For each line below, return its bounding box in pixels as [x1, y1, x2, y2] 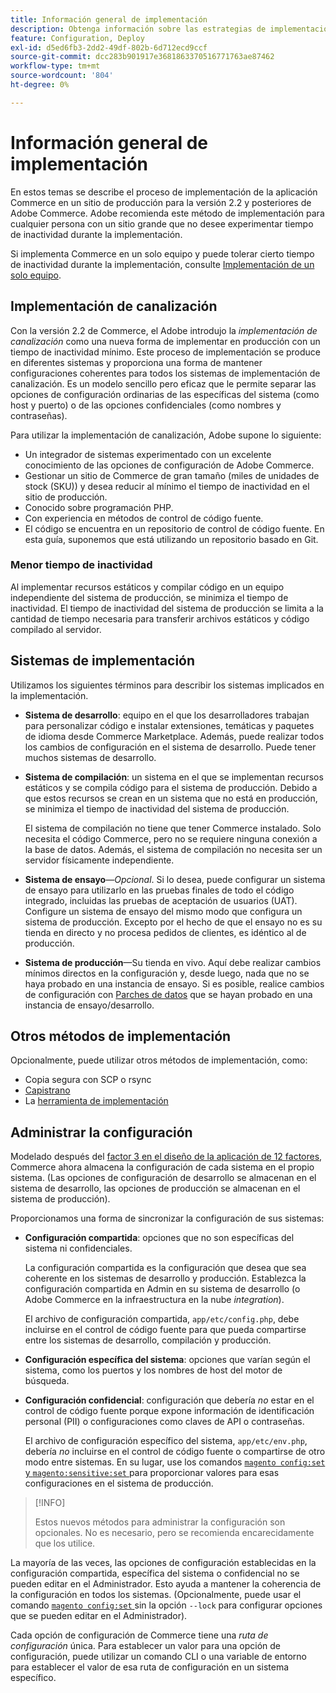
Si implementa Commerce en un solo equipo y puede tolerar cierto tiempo [10, 247, 315, 260]
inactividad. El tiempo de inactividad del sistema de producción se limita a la [10, 602, 324, 614]
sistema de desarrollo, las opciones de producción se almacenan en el [10, 1182, 301, 1195]
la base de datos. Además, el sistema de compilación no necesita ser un [24, 843, 323, 855]
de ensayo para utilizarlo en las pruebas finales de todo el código [24, 884, 295, 896]
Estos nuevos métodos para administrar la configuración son [34, 1516, 286, 1528]
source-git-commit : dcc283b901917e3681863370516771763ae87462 [10, 52, 275, 62]
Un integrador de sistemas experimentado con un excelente [24, 448, 272, 460]
